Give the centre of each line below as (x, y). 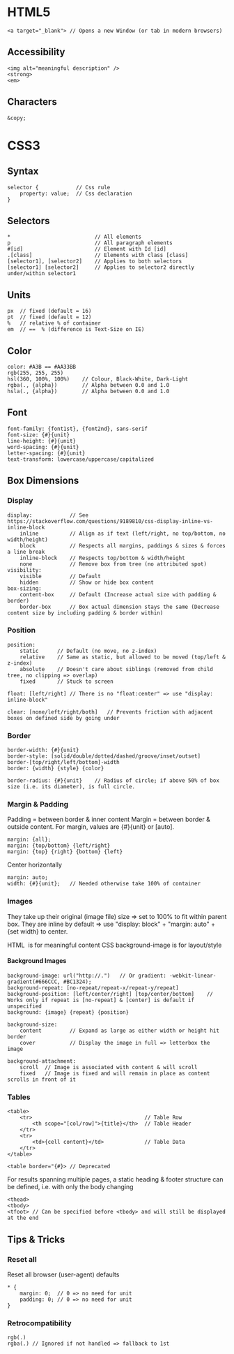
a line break (26, 552)
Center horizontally (35, 865)
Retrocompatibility (39, 1323)
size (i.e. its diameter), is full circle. (71, 787)
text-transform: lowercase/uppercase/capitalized (81, 459)
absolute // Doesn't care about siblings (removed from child (117, 669)
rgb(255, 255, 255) (36, 373)
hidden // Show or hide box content (87, 582)
